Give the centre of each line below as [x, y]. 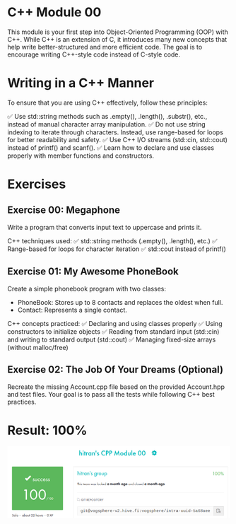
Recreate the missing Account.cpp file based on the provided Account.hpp [116, 387]
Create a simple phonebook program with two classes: [87, 289]
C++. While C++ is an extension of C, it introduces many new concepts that [117, 39]
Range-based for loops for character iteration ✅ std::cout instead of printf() [117, 249]
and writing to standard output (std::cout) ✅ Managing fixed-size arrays [112, 339]
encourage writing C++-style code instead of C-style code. [94, 54]
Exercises [37, 184]
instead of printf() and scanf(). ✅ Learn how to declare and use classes [111, 147]
